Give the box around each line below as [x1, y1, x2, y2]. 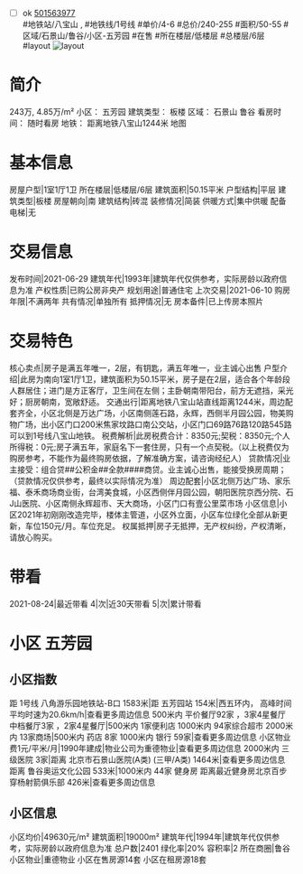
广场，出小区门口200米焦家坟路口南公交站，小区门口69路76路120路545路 [16, 419, 292, 430]
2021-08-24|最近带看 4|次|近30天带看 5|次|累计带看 [9, 598, 202, 609]
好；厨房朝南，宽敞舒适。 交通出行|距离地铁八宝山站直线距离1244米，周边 [9, 396, 286, 407]
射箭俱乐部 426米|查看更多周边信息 [24, 776, 156, 787]
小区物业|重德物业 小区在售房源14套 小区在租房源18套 [9, 853, 207, 865]
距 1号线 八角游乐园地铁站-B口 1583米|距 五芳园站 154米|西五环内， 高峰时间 [9, 697, 292, 708]
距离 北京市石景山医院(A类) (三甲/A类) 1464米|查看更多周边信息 [50, 754, 286, 765]
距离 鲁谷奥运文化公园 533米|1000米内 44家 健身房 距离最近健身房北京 [9, 765, 272, 776]
